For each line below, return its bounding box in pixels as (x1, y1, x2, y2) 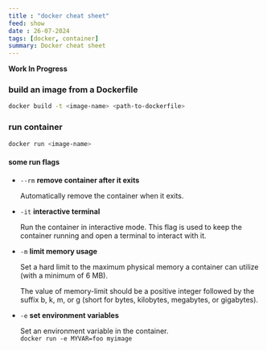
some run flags (8, 157, 60, 167)
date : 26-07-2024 (8, 27, 70, 35)
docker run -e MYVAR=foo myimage (19, 334, 133, 343)
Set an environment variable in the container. (19, 326, 169, 336)
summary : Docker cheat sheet (8, 42, 106, 50)
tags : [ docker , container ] (8, 34, 99, 43)
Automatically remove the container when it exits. (19, 190, 184, 200)
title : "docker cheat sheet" (8, 11, 110, 20)
